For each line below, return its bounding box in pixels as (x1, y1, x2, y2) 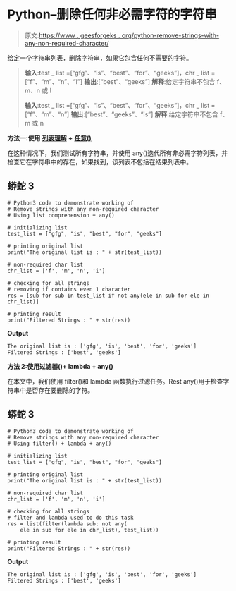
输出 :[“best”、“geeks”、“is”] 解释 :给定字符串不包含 (70, 110, 218, 118)
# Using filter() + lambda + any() (7, 440, 112, 447)
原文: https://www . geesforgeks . (24, 31, 120, 39)
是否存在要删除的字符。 (25, 386, 94, 394)
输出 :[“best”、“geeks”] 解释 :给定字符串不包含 (84, 77, 216, 85)
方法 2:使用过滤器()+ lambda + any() (7, 362, 114, 370)
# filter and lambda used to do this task (7, 514, 134, 521)
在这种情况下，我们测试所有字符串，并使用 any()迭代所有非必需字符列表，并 (7, 149, 228, 157)
